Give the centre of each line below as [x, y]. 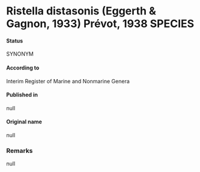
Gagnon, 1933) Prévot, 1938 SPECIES [100, 24]
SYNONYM [20, 54]
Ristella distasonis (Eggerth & [81, 11]
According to [23, 68]
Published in [22, 95]
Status [15, 41]
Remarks [20, 150]
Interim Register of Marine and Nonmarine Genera [68, 81]
